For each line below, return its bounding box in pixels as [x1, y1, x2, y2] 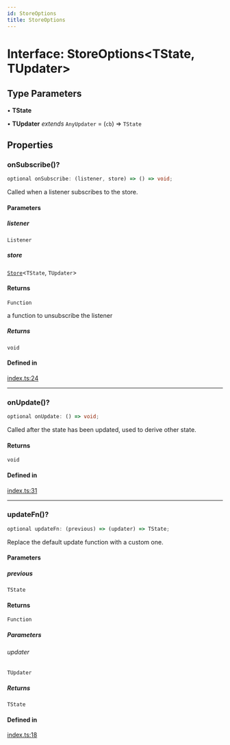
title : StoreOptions [7, 16, 66, 23]
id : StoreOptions [7, 10, 57, 17]
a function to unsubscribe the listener [7, 311, 113, 319]
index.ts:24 [7, 374, 39, 382]
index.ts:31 [7, 486, 38, 494]
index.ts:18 [7, 731, 38, 739]
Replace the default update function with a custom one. [7, 538, 164, 546]
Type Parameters [7, 88, 82, 100]
